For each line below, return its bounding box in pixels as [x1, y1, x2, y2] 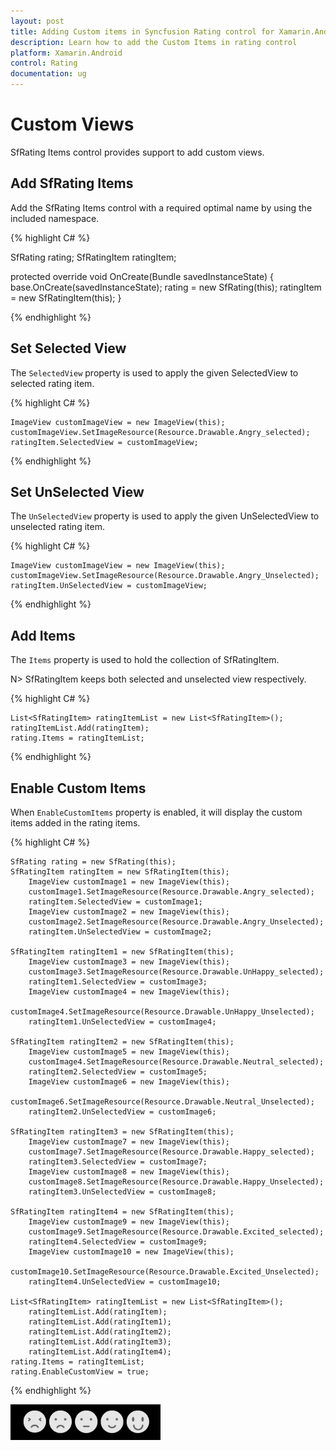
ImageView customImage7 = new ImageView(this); [28, 1137, 230, 1147]
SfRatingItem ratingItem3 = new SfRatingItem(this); [10, 1127, 235, 1137]
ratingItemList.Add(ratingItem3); [28, 1337, 172, 1347]
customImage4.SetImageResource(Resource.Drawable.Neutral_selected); [28, 1057, 325, 1067]
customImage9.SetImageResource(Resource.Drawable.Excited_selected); [28, 1227, 325, 1237]
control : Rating [10, 58, 78, 69]
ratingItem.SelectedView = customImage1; [28, 897, 203, 907]
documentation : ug [10, 69, 87, 79]
